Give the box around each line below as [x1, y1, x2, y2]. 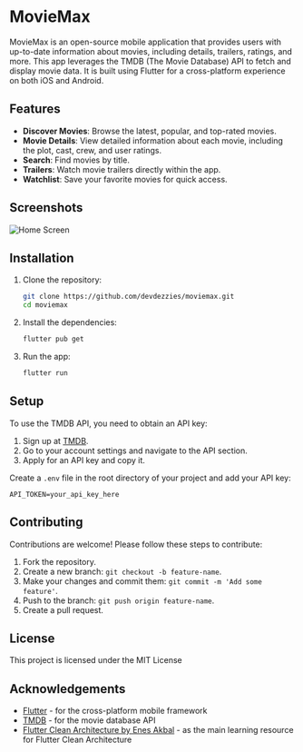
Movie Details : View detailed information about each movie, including [22, 134, 284, 146]
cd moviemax [22, 301, 68, 310]
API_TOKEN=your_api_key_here [9, 490, 120, 499]
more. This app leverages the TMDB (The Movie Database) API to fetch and [9, 55, 292, 66]
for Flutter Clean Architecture [22, 734, 132, 746]
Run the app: [22, 351, 71, 361]
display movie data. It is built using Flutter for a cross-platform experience [9, 65, 286, 76]
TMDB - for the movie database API [22, 715, 156, 726]
